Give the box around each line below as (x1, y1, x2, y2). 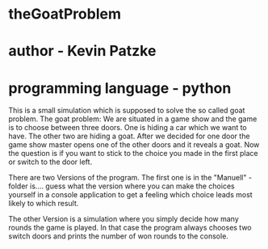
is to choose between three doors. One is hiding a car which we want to (8, 123, 248, 133)
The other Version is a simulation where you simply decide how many (8, 214, 240, 224)
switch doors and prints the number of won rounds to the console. (8, 231, 228, 241)
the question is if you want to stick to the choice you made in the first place (8, 149, 258, 158)
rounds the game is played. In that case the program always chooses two (8, 223, 252, 233)
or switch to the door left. (8, 157, 93, 167)
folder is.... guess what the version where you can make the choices (8, 181, 236, 191)
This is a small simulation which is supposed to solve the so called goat (8, 106, 245, 116)
